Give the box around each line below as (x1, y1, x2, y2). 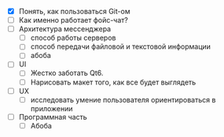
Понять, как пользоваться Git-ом (18, 7, 130, 16)
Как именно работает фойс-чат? (18, 16, 129, 25)
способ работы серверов (30, 33, 116, 42)
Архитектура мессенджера (18, 24, 112, 34)
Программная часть (18, 112, 87, 121)
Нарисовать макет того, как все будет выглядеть (30, 78, 196, 87)
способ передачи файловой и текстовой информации (30, 42, 211, 52)
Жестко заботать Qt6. (30, 68, 104, 78)
